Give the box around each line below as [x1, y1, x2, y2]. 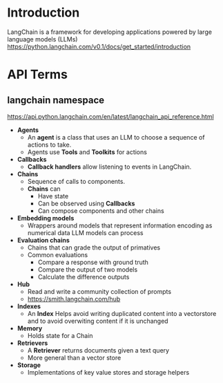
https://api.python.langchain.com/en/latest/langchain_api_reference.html [7, 112, 214, 120]
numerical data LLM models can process [27, 228, 144, 236]
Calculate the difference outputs [37, 272, 130, 281]
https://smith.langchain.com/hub [27, 295, 121, 303]
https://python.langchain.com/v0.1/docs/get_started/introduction [7, 42, 191, 50]
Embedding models [17, 214, 75, 222]
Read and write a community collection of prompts [27, 287, 171, 295]
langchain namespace [7, 94, 105, 106]
